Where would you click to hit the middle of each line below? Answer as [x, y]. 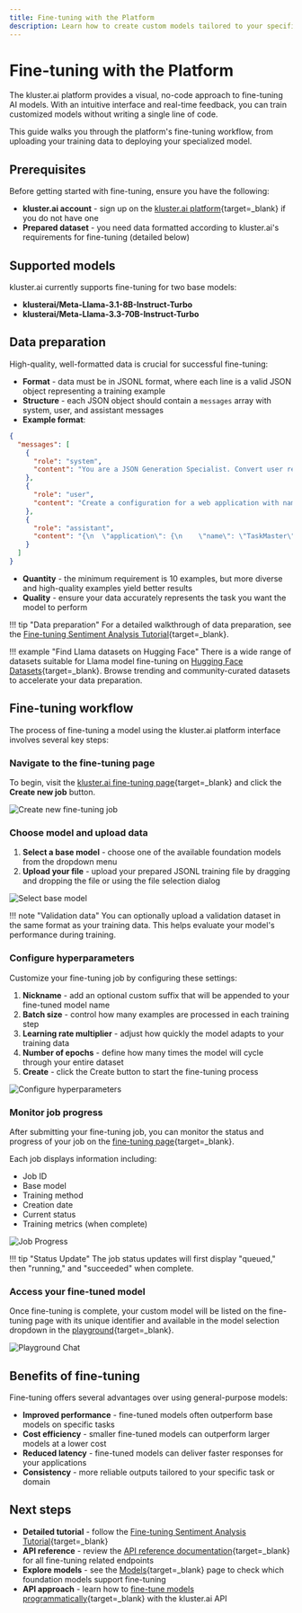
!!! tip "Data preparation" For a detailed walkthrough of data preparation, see [151, 625]
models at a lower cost [64, 1443]
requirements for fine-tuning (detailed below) [106, 237]
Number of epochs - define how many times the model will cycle [142, 1052]
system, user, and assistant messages [93, 410]
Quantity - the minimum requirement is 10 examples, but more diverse [152, 578]
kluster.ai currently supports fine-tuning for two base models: [123, 288]
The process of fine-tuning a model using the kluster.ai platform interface [145, 730]
